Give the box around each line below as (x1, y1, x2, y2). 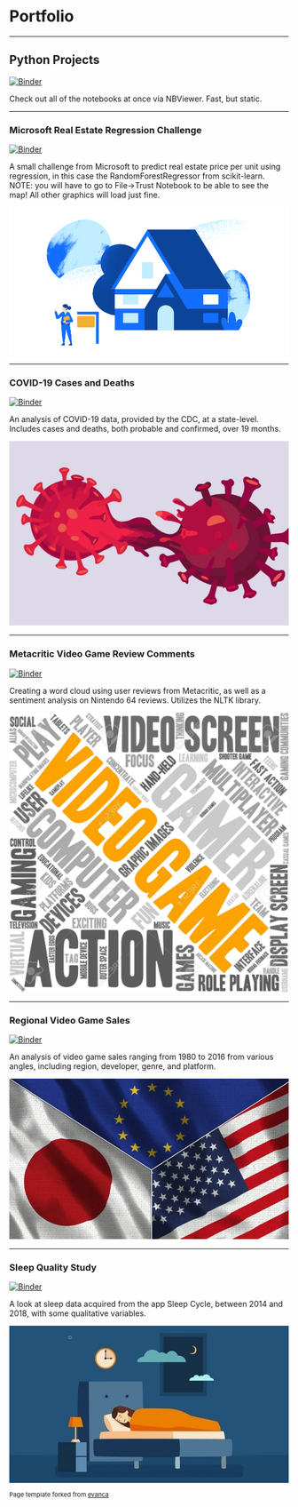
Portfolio (9, 6, 74, 27)
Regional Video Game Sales (9, 1014, 130, 1026)
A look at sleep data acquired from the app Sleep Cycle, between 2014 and (9, 1299, 284, 1309)
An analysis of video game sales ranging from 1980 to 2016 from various (9, 1051, 274, 1063)
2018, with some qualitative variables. (9, 1308, 146, 1319)
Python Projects (9, 52, 100, 68)
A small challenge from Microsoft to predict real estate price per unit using (9, 162, 281, 172)
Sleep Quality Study (9, 1261, 98, 1273)
